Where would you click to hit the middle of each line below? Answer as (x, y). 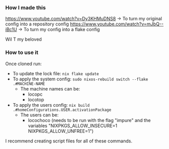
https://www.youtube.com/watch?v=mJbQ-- (117, 24)
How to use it (22, 52)
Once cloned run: (23, 64)
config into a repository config (37, 24)
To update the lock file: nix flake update (56, 73)
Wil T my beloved (23, 39)
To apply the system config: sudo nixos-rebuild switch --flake (80, 79)
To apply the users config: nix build (51, 105)
